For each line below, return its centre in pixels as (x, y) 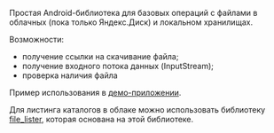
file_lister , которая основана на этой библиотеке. (102, 119)
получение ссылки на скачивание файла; (100, 56)
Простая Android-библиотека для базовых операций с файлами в (133, 13)
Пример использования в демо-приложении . (95, 93)
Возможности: (37, 39)
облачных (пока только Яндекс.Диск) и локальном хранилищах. (131, 22)
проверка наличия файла (70, 75)
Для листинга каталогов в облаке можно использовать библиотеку (137, 110)
